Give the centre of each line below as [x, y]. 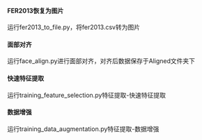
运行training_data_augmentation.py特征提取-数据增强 [83, 129]
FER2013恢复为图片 [36, 10]
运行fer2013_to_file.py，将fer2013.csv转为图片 [74, 27]
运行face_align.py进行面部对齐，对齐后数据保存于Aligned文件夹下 [101, 61]
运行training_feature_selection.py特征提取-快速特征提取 [86, 95]
